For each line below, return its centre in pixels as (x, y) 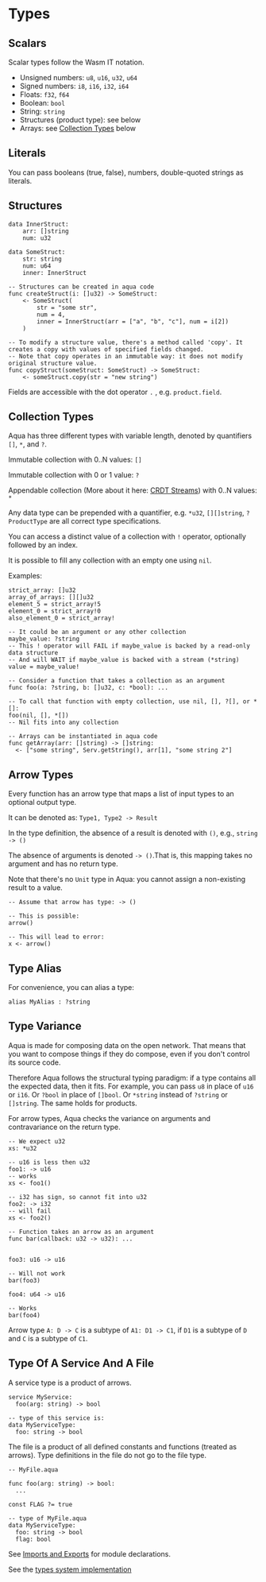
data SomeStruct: (37, 252)
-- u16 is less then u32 (49, 1162)
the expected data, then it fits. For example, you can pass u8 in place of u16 (131, 1086)
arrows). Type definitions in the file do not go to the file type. (107, 1455)
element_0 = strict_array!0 (55, 611)
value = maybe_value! (44, 667)
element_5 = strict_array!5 (55, 605)
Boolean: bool (42, 103)
